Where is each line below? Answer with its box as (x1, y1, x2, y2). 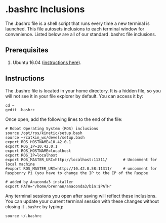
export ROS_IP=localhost (5, 152, 58, 158)
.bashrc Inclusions (5, 4, 85, 15)
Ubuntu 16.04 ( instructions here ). (12, 59, 82, 66)
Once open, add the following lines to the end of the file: (5, 116, 122, 122)
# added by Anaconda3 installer (5, 179, 73, 184)
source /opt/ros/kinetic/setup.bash (5, 131, 82, 136)
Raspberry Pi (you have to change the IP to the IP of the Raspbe (5, 170, 148, 176)
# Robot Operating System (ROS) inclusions (5, 126, 99, 131)
